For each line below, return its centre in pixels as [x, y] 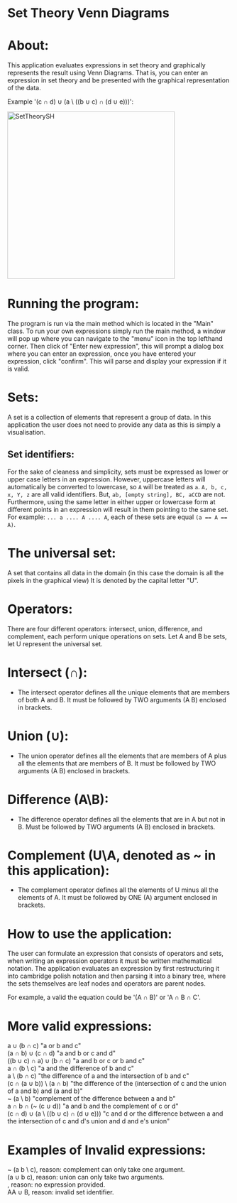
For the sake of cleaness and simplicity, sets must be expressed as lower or [118, 472]
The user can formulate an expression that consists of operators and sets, [115, 954]
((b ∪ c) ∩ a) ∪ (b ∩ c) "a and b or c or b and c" [76, 1061]
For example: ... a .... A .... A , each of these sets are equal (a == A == [117, 517]
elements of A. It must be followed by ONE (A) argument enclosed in [117, 898]
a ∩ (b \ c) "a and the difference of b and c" [71, 1068]
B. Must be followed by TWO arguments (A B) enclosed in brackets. [116, 827]
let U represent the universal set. [55, 643]
